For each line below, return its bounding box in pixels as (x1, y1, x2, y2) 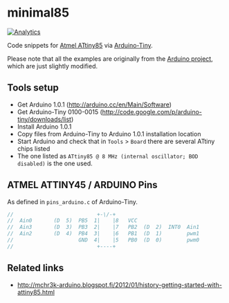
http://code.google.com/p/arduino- (102, 107, 202, 116)
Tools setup (7, 82, 59, 94)
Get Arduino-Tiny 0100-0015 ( (17, 107, 102, 116)
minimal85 (7, 5, 70, 21)
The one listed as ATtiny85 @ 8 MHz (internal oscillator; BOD (17, 151, 199, 160)
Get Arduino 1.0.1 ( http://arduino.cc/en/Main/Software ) (17, 100, 172, 109)
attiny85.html (17, 288, 55, 296)
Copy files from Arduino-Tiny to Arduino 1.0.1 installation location (17, 129, 201, 138)
